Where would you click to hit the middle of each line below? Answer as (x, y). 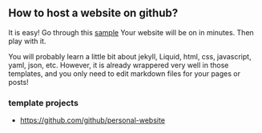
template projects (43, 103)
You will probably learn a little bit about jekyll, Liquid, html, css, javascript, (130, 56)
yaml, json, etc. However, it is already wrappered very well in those (119, 65)
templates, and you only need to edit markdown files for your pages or (124, 73)
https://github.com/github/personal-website (93, 120)
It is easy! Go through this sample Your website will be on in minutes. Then (131, 32)
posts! (19, 82)
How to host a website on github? (93, 13)
